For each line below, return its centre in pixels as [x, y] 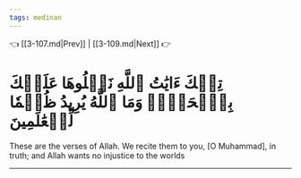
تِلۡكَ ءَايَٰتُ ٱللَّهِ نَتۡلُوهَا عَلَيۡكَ [116, 83]
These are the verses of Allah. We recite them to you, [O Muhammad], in [142, 146]
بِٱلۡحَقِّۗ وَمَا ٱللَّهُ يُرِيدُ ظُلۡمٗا [121, 102]
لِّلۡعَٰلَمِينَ [42, 121]
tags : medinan [36, 17]
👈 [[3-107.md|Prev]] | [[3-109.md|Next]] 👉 [90, 43]
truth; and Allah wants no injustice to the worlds [97, 155]
